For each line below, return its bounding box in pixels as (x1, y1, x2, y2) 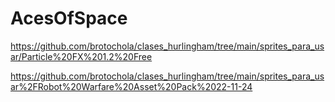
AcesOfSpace (10, 7, 128, 30)
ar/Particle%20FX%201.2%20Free (10, 50, 153, 62)
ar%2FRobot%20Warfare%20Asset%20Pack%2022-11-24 (10, 80, 253, 92)
